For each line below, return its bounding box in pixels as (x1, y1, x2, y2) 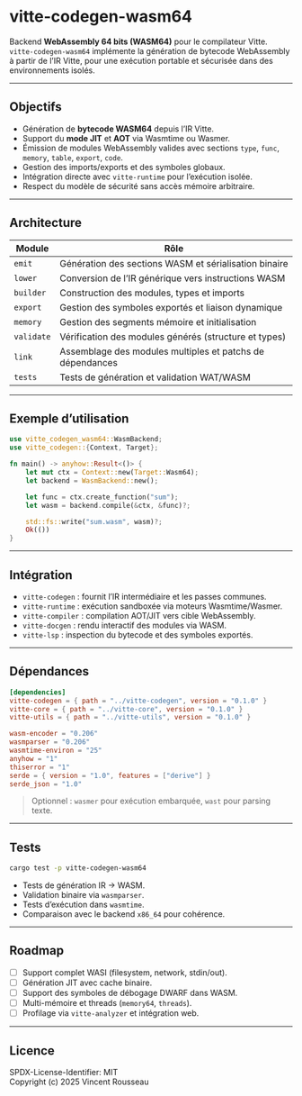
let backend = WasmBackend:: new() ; (25, 476, 159, 485)
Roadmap (9, 943, 65, 958)
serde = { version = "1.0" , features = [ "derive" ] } (9, 771, 211, 780)
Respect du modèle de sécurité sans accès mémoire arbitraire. (22, 180, 255, 191)
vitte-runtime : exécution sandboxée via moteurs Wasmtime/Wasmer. (22, 601, 283, 611)
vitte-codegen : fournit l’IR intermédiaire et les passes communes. (22, 591, 267, 602)
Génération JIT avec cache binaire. (22, 977, 153, 988)
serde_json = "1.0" (9, 779, 83, 789)
